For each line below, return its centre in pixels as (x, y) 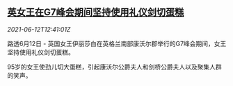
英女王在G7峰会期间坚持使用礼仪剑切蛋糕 (96, 12)
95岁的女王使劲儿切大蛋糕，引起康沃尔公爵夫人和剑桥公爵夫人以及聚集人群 (114, 67)
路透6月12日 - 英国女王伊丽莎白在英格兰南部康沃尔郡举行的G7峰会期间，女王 (117, 43)
